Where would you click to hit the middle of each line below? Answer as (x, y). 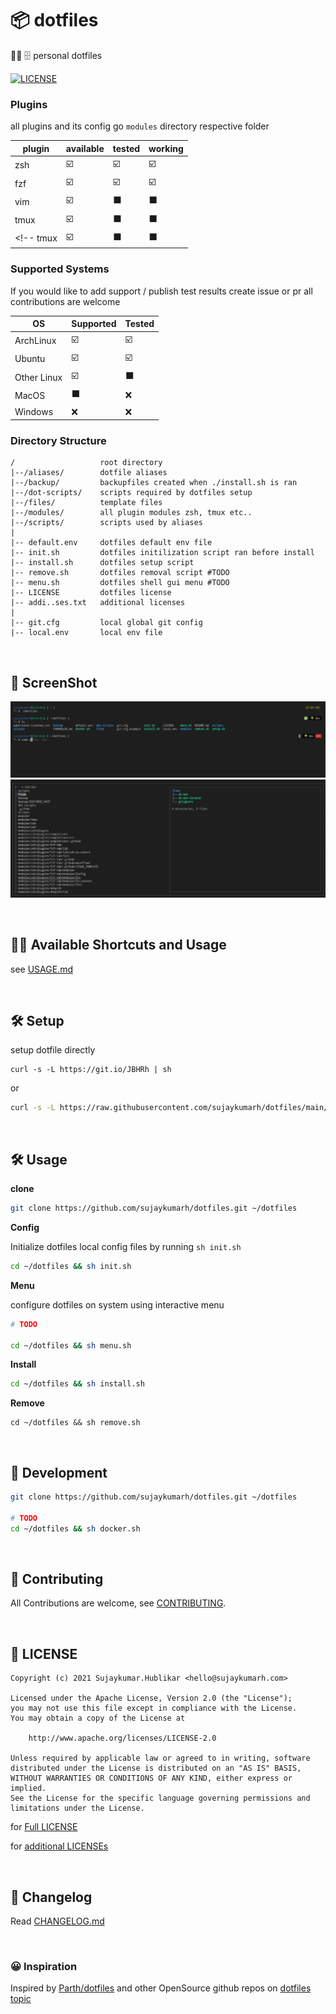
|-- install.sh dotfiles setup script (102, 563)
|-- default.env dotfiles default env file (111, 543)
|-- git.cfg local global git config (106, 623)
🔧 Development (59, 1472)
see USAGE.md (41, 969)
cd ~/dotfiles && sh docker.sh (75, 1528)
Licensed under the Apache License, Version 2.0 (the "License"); (151, 1698)
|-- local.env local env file (86, 633)
